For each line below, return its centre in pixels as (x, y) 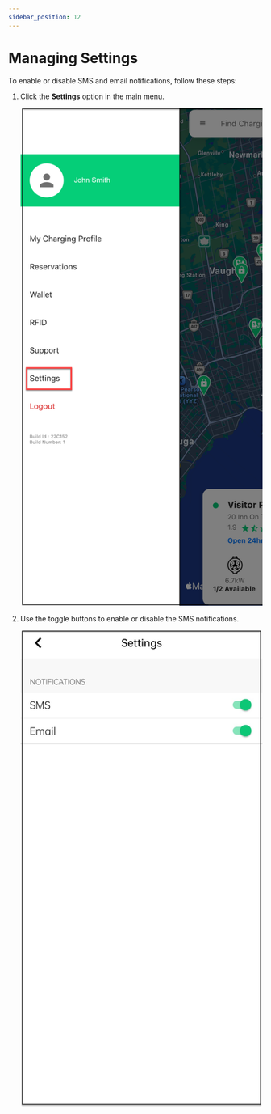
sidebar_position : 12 (45, 17)
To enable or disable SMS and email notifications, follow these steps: (123, 80)
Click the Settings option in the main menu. (92, 96)
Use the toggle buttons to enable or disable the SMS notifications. (129, 618)
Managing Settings (73, 58)
